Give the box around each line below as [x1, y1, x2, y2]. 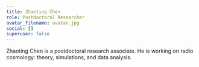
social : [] [6, 25, 34, 32]
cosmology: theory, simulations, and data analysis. [6, 54, 132, 61]
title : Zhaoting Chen [6, 8, 61, 15]
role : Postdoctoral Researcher [6, 14, 85, 20]
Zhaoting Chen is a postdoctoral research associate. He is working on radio [6, 47, 194, 54]
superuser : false [6, 31, 50, 37]
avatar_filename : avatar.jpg [6, 20, 80, 26]
